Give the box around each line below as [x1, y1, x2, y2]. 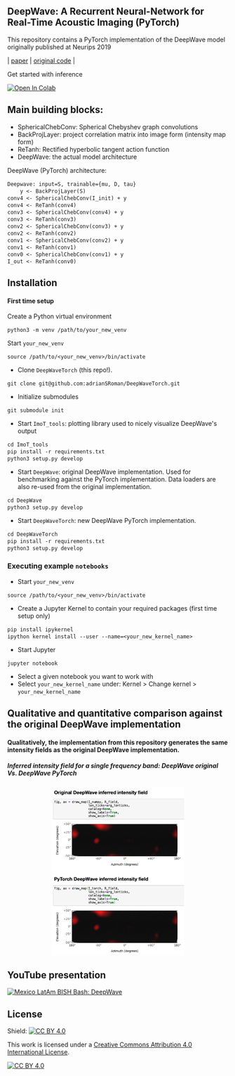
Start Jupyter [17, 645, 56, 654]
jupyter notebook [7, 660, 58, 667]
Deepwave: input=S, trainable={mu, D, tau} [7, 181, 137, 188]
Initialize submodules [17, 393, 79, 401]
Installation [7, 277, 58, 289]
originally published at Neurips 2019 [7, 42, 112, 51]
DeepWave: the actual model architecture [17, 153, 137, 161]
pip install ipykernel [7, 625, 74, 633]
